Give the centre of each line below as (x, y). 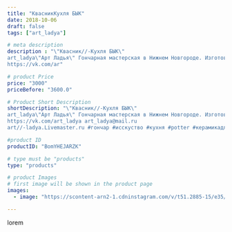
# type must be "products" (46, 159)
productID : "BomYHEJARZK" (44, 146)
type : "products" (32, 165)
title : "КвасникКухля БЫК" (46, 13)
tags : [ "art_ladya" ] (37, 33)
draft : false (26, 26)
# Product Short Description (49, 102)
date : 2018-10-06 (32, 20)
